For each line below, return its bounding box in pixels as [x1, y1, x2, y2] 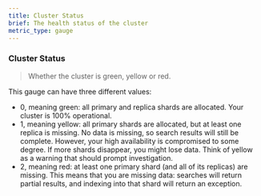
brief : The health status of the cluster [8, 19, 149, 27]
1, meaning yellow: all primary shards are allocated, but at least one [19, 119, 242, 129]
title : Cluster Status [8, 11, 84, 20]
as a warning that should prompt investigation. [19, 153, 174, 162]
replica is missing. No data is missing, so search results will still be [19, 127, 239, 137]
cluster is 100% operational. [19, 110, 112, 120]
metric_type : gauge [8, 26, 74, 34]
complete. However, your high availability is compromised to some [19, 136, 239, 146]
